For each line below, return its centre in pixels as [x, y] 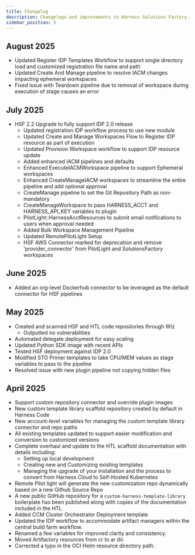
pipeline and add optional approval [65, 186]
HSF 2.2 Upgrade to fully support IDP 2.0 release [73, 124]
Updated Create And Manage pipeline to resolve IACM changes [91, 73]
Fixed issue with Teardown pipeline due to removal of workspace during [102, 85]
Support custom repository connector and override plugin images [94, 402]
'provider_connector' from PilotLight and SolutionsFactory [93, 249]
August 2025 [31, 46]
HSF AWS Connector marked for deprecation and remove [93, 242]
